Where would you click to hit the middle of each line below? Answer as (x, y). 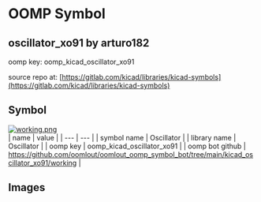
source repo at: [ (35, 77)
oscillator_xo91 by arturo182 (79, 43)
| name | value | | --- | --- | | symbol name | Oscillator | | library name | (122, 137)
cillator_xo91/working (43, 163)
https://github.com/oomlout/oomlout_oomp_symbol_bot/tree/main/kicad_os (131, 154)
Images (27, 187)
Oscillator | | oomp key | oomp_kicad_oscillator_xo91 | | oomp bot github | (127, 146)
